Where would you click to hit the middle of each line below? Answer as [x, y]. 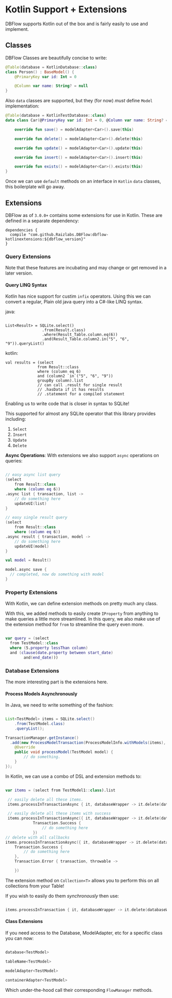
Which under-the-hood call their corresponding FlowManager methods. [79, 990]
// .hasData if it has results [71, 390]
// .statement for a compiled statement [81, 394]
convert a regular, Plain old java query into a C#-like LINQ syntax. [74, 302]
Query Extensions [28, 257]
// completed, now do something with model [57, 574]
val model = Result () [28, 560]
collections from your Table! [35, 886]
